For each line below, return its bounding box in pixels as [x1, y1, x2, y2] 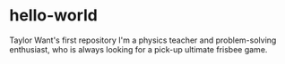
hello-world [9, 5, 99, 26]
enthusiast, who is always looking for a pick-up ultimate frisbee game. [9, 44, 268, 54]
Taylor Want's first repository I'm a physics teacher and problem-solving [9, 35, 277, 45]
